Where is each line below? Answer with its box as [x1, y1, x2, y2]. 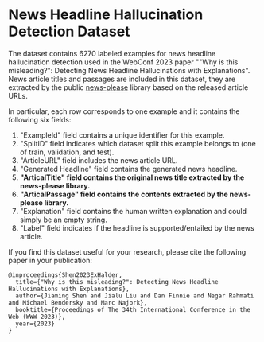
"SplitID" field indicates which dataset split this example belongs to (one [19, 138, 256, 148]
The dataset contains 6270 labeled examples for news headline [8, 49, 216, 58]
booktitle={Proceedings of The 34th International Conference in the [15, 305, 250, 313]
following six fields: [8, 115, 72, 124]
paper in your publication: [8, 255, 93, 265]
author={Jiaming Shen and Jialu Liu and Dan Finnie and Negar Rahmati [15, 292, 254, 300]
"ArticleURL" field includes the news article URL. [19, 155, 178, 165]
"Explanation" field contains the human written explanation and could [19, 206, 247, 216]
